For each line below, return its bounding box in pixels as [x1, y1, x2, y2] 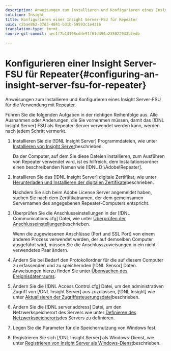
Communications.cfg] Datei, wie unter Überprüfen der [12, 215, 126, 221]
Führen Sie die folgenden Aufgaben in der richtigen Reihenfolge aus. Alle [5, 111, 158, 118]
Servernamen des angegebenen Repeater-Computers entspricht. [12, 200, 150, 206]
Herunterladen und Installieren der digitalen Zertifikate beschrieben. [12, 179, 154, 185]
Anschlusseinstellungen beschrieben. [12, 221, 91, 227]
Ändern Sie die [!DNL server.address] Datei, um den [12, 303, 122, 310]
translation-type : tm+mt [5, 27, 58, 32]
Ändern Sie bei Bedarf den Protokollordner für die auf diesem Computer [12, 256, 164, 263]
